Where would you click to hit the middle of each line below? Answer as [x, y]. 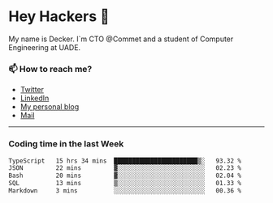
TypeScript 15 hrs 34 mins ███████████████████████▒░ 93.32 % [125, 161]
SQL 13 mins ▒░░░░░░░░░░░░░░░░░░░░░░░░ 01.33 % [125, 184]
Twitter [32, 90]
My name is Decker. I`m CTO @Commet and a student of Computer [121, 39]
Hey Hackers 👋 [59, 17]
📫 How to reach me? [50, 69]
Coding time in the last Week [66, 144]
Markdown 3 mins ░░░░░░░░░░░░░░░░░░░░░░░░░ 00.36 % [125, 191]
